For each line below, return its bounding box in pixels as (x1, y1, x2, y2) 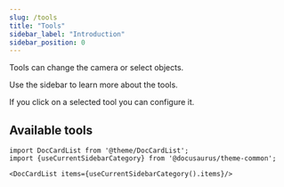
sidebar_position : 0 (9, 37, 86, 47)
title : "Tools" (9, 21, 66, 30)
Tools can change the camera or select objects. (9, 62, 184, 73)
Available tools (9, 122, 93, 138)
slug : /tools (9, 12, 58, 22)
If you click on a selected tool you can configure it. (9, 97, 195, 108)
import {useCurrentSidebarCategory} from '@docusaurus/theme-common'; (9, 154, 277, 163)
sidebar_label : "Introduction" (9, 29, 126, 38)
